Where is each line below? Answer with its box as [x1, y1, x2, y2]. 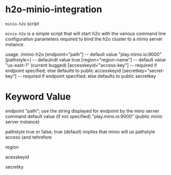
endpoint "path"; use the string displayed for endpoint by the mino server [5, 107, 160, 114]
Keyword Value [5, 91, 71, 103]
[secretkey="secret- [122, 68, 165, 74]
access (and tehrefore [5, 134, 52, 140]
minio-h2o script [5, 20, 39, 27]
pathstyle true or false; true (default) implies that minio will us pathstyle [5, 128, 155, 135]
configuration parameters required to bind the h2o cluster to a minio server [5, 36, 163, 42]
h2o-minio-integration [5, 4, 102, 15]
